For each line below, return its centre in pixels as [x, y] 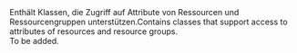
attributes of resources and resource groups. [94, 31]
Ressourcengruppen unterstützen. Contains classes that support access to [149, 22]
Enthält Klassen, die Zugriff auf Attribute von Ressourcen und [124, 12]
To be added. [34, 41]
